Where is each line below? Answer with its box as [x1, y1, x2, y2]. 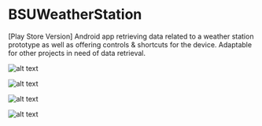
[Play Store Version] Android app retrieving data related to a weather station [8, 31, 254, 41]
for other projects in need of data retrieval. [8, 48, 146, 57]
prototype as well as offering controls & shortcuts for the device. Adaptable [8, 39, 253, 49]
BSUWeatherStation [8, 6, 142, 24]
